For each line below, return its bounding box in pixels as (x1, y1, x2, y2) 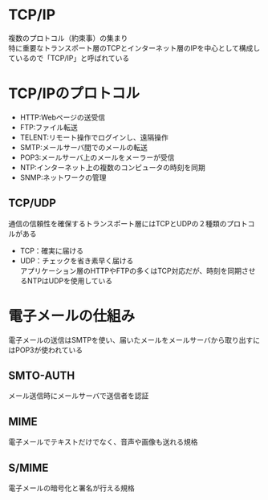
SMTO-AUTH (8, 369, 75, 383)
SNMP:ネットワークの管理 (19, 173, 107, 182)
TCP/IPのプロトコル (8, 84, 140, 103)
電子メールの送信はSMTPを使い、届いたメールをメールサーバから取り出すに (8, 335, 261, 344)
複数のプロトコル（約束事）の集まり (8, 33, 128, 43)
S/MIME (8, 461, 49, 474)
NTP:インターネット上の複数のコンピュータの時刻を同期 (19, 162, 206, 172)
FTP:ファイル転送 (19, 122, 79, 132)
